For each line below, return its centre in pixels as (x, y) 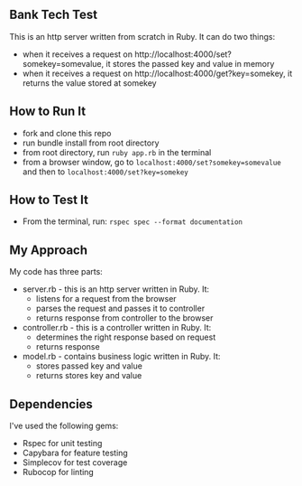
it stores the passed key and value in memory (190, 63)
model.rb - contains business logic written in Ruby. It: (121, 357)
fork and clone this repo (67, 133)
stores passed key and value (89, 366)
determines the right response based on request (126, 337)
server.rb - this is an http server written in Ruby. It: (116, 289)
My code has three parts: (56, 272)
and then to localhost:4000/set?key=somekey (105, 172)
